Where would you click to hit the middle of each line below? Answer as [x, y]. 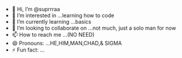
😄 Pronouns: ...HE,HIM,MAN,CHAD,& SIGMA [67, 43]
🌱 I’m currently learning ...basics [51, 22]
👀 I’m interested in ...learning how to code [63, 15]
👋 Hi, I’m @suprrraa [36, 9]
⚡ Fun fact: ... [28, 50]
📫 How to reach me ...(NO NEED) [53, 35]
